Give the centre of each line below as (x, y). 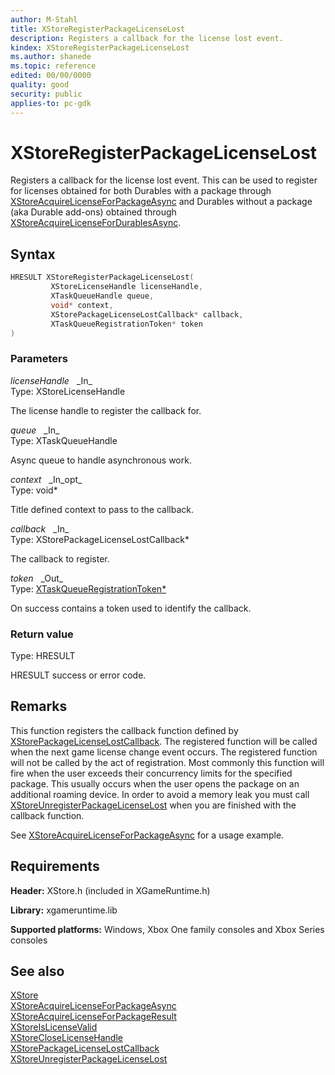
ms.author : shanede (51, 57)
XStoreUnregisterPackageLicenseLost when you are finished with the (153, 805)
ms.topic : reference (53, 66)
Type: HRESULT (43, 655)
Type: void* (34, 490)
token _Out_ (37, 578)
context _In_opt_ (46, 479)
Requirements (55, 866)
